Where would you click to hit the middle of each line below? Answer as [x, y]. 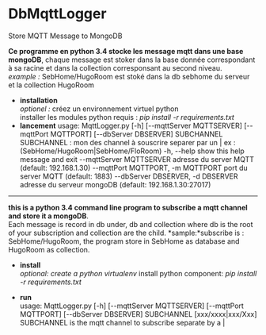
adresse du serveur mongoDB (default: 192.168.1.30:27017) [115, 184]
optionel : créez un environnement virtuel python [99, 109]
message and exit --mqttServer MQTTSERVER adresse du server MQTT [137, 159]
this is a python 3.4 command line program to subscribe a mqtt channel [128, 207]
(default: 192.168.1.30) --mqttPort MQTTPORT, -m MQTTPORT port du [133, 167]
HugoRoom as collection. [49, 249]
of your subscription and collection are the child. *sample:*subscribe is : [126, 233]
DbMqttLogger [57, 14]
